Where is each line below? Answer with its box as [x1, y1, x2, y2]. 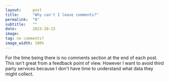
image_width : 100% [5, 41, 44, 46]
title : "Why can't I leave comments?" [5, 12, 99, 17]
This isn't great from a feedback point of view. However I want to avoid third [5, 60, 164, 66]
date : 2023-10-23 [5, 26, 56, 32]
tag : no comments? [5, 36, 44, 41]
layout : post [5, 7, 42, 13]
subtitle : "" [5, 21, 38, 27]
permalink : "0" [5, 17, 40, 22]
